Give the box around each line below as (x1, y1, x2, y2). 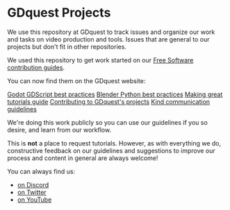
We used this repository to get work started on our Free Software (7, 55, 194, 64)
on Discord (17, 180, 49, 189)
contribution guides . (7, 63, 65, 71)
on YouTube (17, 195, 52, 204)
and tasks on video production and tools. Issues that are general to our (7, 35, 210, 43)
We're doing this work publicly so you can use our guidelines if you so (7, 118, 208, 126)
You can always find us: (7, 167, 75, 175)
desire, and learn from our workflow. (7, 125, 112, 134)
